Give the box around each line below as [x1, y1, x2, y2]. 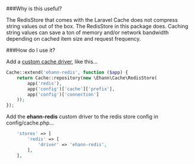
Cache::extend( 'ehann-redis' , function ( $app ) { [6, 70, 128, 76]
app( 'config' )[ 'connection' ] [27, 91, 99, 97]
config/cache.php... [6, 119, 54, 126]
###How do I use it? [6, 47, 56, 54]
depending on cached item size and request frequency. [6, 35, 141, 42]
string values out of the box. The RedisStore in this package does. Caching [6, 23, 189, 29]
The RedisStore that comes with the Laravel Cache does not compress [6, 17, 178, 23]
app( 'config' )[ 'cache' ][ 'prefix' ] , [27, 86, 115, 92]
